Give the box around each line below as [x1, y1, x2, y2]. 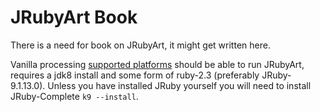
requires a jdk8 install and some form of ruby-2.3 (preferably [10, 69, 260, 81]
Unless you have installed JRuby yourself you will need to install [47, 79, 312, 91]
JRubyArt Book [10, 6, 138, 29]
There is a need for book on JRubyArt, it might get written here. [10, 39, 271, 51]
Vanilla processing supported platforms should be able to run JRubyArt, [10, 58, 305, 70]
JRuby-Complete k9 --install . [10, 90, 139, 102]
